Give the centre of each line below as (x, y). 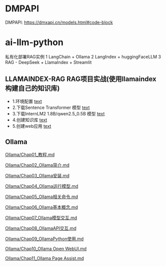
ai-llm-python (34, 42)
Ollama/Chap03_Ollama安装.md (37, 175)
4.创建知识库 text (30, 120)
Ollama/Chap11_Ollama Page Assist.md (45, 258)
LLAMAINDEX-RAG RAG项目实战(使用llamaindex (81, 79)
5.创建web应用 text (32, 126)
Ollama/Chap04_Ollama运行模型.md (42, 186)
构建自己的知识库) (32, 88)
